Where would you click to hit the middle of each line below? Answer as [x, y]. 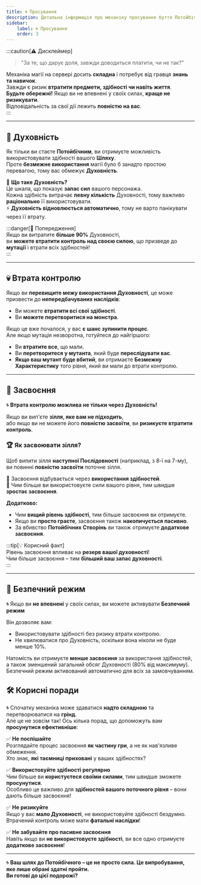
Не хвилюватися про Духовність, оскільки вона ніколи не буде [95, 640]
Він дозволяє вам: [29, 622]
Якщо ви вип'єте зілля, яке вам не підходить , [65, 417]
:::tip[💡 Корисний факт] [35, 545]
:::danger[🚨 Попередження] [41, 228]
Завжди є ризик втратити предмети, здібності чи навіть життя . [89, 87]
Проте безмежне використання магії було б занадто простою [86, 164]
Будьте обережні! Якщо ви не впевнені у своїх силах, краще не [88, 94]
